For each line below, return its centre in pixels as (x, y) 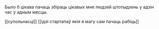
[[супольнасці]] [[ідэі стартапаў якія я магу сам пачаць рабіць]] (72, 22)
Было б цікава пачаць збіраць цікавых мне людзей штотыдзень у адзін (79, 7)
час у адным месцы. (26, 12)
